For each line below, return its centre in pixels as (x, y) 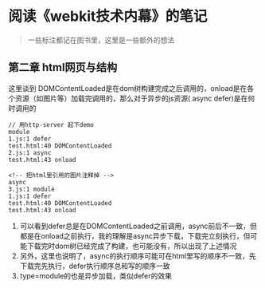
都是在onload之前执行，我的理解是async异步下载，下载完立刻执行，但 (135, 235)
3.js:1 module (32, 189)
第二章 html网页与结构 (63, 67)
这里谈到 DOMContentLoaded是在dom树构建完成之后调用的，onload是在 (128, 88)
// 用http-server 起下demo (51, 124)
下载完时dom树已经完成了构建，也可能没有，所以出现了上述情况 (132, 246)
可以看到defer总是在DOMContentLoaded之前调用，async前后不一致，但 (138, 226)
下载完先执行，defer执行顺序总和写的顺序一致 (95, 266)
